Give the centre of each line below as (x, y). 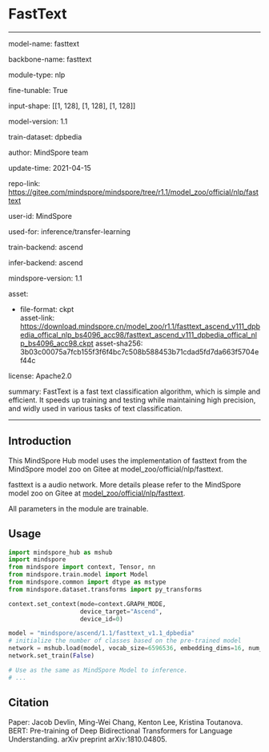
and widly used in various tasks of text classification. (95, 408)
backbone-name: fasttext (50, 59)
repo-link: (24, 183)
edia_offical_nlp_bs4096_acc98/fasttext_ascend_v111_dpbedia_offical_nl (139, 334)
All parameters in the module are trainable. (78, 508)
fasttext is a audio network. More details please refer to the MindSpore (125, 484)
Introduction (40, 441)
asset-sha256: (119, 343)
